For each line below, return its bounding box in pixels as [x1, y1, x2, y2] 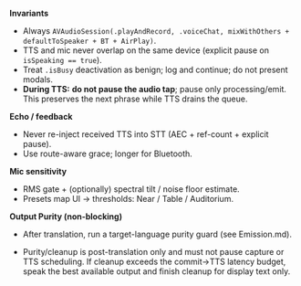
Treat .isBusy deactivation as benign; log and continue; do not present [22, 64, 289, 75]
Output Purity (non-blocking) [9, 211, 123, 222]
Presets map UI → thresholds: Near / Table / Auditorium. [22, 194, 234, 204]
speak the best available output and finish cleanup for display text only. [22, 266, 291, 277]
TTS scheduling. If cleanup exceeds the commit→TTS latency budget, [22, 256, 286, 267]
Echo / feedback [9, 111, 73, 122]
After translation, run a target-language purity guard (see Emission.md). [22, 228, 292, 239]
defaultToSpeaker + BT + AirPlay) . [22, 36, 157, 46]
